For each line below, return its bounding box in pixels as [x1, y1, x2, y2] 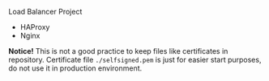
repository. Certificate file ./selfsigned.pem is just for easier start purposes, [8, 55, 262, 64]
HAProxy [19, 22, 50, 31]
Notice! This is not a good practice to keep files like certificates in [8, 47, 228, 55]
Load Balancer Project [8, 7, 83, 16]
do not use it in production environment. [8, 63, 143, 73]
